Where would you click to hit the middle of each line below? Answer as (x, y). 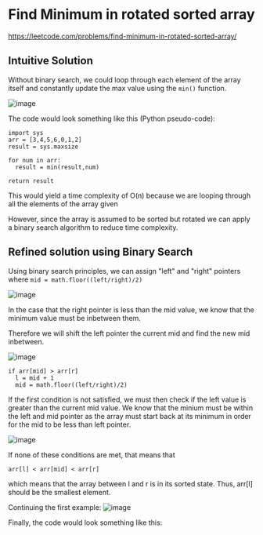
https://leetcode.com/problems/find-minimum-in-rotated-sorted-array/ (122, 36)
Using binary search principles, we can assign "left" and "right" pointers (124, 271)
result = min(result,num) (58, 167)
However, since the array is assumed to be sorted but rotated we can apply (129, 219)
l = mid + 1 (35, 378)
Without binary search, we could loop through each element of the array (124, 79)
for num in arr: (34, 160)
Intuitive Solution (51, 61)
